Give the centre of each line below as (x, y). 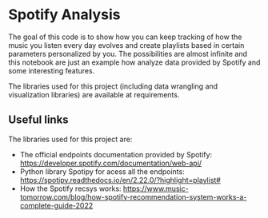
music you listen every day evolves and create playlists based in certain (126, 45)
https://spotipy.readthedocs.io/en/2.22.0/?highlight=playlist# (120, 180)
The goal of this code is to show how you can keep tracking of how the (125, 37)
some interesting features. (52, 70)
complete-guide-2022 (56, 205)
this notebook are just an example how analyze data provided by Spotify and (134, 62)
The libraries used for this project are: (70, 139)
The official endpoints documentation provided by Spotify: (116, 154)
